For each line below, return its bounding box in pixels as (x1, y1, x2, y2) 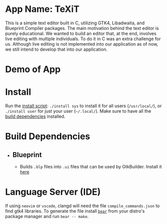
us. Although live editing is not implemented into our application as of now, (5, 41, 159, 47)
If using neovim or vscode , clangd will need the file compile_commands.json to (5, 203, 160, 209)
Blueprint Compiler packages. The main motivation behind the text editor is (5, 25, 159, 31)
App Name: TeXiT (5, 3, 80, 15)
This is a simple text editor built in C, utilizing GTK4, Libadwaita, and (5, 20, 145, 26)
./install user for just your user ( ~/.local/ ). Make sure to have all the (5, 108, 152, 114)
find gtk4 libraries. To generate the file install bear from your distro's (5, 208, 145, 214)
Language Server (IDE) (5, 186, 101, 198)
